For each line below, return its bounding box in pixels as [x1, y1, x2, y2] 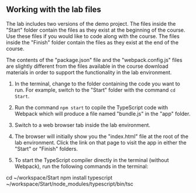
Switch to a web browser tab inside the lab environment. [14, 121, 151, 128]
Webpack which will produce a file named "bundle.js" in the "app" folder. [14, 110, 191, 117]
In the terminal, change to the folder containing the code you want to [14, 80, 180, 87]
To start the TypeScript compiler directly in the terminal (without [14, 156, 169, 163]
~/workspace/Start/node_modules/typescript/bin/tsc [6, 180, 133, 187]
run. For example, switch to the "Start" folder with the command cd [14, 86, 176, 93]
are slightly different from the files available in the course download [6, 63, 169, 70]
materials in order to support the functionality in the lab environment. [6, 68, 172, 75]
